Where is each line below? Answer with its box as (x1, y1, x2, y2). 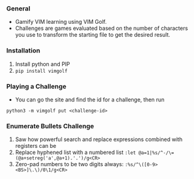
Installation (6, 46, 41, 55)
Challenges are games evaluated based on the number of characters (15, 24, 188, 32)
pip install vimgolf (15, 68, 68, 74)
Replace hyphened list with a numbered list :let (15, 148, 136, 156)
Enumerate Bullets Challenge (6, 122, 95, 130)
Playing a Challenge (6, 82, 66, 90)
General (6, 4, 31, 13)
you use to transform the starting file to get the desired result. (15, 31, 171, 38)
